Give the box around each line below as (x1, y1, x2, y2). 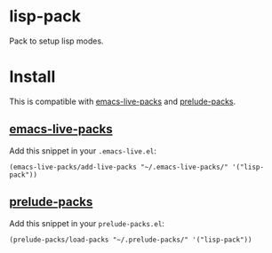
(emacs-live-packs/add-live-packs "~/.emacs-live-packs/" (9, 162, 228, 171)
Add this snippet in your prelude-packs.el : (9, 217, 164, 228)
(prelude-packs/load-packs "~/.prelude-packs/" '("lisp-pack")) (9, 235, 252, 244)
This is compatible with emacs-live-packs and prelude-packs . (9, 96, 236, 107)
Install (9, 67, 56, 87)
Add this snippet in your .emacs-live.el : (9, 145, 157, 156)
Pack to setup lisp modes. (9, 36, 104, 46)
